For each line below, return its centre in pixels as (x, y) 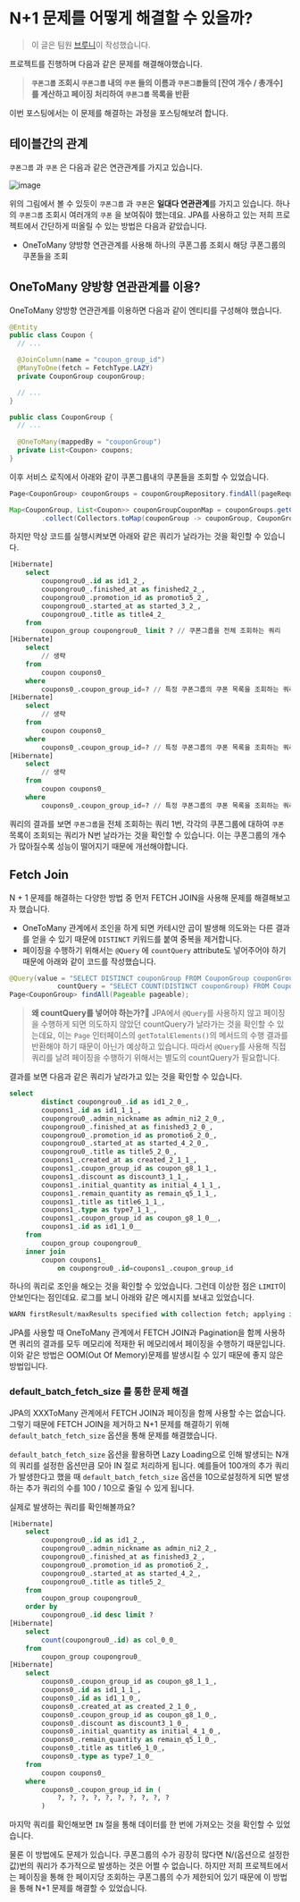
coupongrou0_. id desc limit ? (97, 1615)
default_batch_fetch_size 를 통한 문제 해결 (99, 1391)
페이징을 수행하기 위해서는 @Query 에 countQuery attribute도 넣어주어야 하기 (154, 950)
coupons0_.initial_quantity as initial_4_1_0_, (131, 1731)
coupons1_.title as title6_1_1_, (104, 1202)
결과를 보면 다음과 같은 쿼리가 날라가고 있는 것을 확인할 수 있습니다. (126, 1077)
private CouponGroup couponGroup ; (81, 376)
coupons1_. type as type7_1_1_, (100, 1210)
